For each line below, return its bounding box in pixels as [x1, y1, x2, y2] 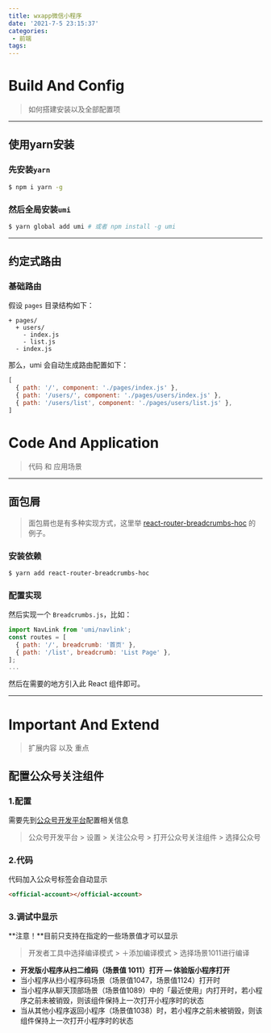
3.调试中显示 [8, 911, 58, 922]
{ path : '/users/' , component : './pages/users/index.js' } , [15, 391, 222, 400]
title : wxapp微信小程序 [8, 11, 82, 20]
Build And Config [8, 77, 125, 95]
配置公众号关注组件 [8, 769, 104, 782]
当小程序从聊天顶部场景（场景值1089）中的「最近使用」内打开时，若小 [19, 985, 256, 995]
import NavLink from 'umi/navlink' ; [8, 626, 131, 635]
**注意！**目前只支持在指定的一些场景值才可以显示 [8, 931, 179, 941]
